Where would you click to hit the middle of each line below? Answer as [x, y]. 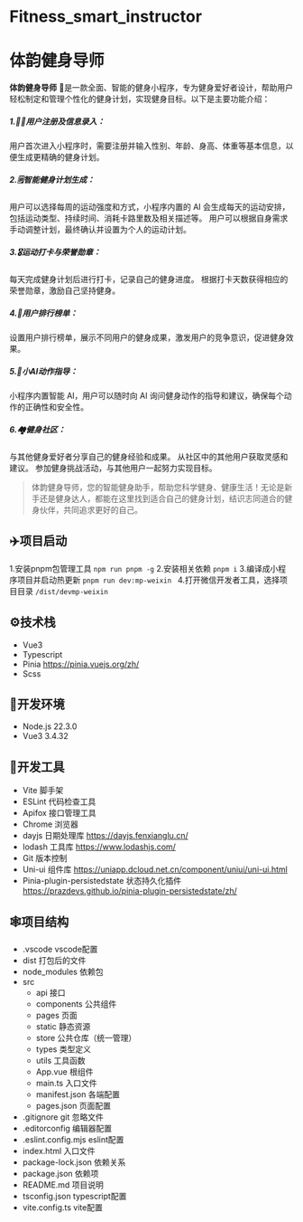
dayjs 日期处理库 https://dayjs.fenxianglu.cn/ [105, 836]
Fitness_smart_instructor [106, 17]
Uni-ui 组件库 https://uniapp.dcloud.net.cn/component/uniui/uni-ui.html [155, 869]
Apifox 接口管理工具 [59, 813]
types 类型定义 [64, 1049]
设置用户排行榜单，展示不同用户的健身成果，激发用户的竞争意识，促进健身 [147, 337]
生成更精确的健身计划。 [60, 157]
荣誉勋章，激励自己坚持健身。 [64, 290]
